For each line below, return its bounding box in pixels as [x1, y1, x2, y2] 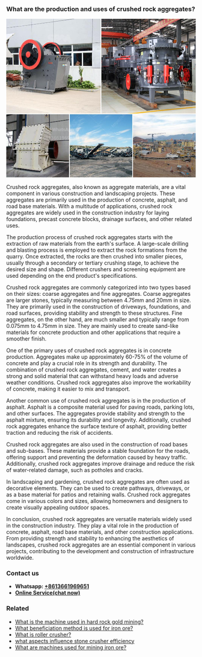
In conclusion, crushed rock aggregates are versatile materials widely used [6, 515, 192, 522]
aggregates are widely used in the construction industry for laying [6, 209, 170, 216]
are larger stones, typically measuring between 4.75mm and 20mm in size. [6, 296, 191, 304]
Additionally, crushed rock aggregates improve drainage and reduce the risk [6, 460, 195, 467]
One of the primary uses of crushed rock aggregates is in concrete [6, 347, 172, 354]
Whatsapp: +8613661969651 [14, 583, 89, 590]
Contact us [6, 569, 39, 577]
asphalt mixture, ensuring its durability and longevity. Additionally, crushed [6, 416, 191, 423]
